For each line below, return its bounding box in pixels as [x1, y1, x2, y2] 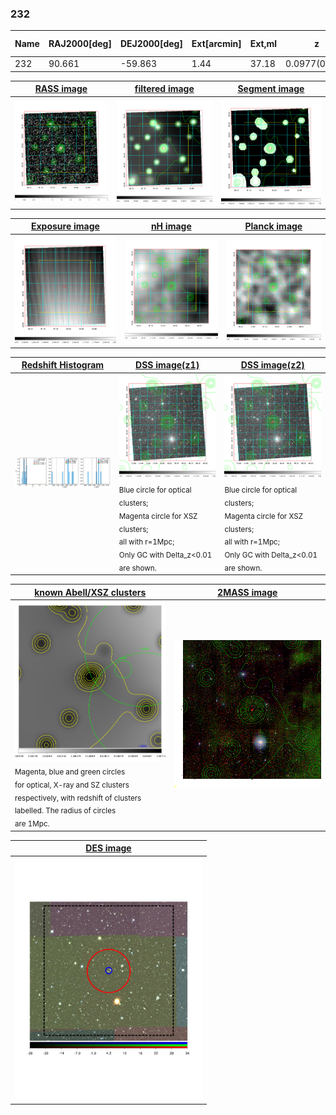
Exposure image [30, 220, 100, 232]
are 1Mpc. [14, 819, 50, 829]
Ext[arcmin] [191, 38, 242, 50]
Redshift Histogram [21, 359, 105, 371]
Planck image [244, 220, 303, 232]
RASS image [34, 83, 88, 95]
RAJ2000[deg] [48, 38, 112, 50]
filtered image [134, 83, 195, 95]
